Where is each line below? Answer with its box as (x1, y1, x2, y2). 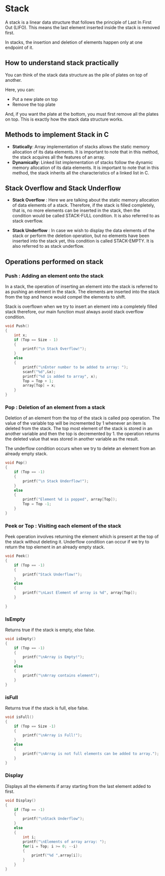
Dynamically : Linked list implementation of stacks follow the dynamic (12, 159, 153, 165)
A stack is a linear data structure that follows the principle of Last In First (5, 19, 152, 25)
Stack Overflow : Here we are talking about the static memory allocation (12, 197, 159, 203)
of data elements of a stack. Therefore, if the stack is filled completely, (12, 202, 156, 208)
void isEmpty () (5, 636, 36, 641)
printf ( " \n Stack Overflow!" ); (23, 346, 87, 351)
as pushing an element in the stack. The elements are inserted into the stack (5, 289, 160, 295)
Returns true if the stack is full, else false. (5, 705, 89, 711)
